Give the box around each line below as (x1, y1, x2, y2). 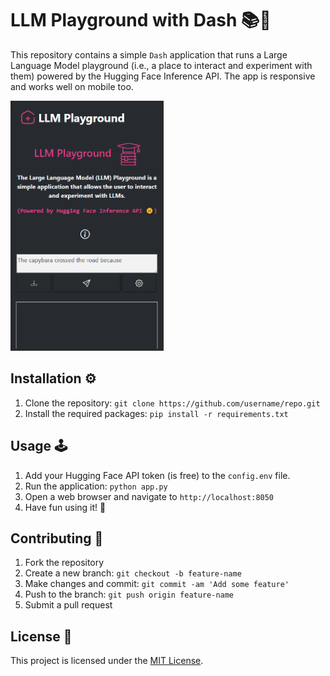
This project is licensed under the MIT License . (10, 655, 204, 667)
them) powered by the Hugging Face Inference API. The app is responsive (10, 70, 316, 82)
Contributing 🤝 (10, 530, 104, 547)
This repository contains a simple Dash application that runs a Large (10, 48, 288, 61)
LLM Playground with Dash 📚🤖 (10, 9, 272, 32)
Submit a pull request (24, 599, 113, 611)
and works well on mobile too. (10, 80, 134, 92)
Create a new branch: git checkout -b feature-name (24, 567, 242, 579)
